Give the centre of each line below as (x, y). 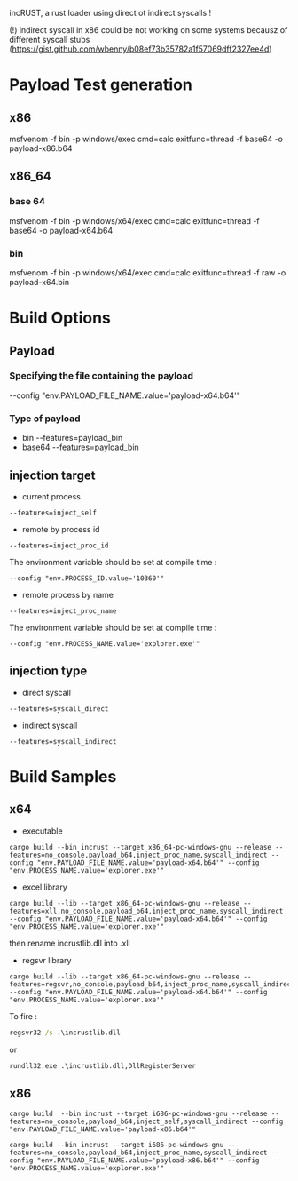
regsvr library (47, 960)
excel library (45, 887)
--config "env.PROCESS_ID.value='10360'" (87, 578)
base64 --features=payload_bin (80, 447)
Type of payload (45, 419)
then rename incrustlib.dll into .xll (70, 943)
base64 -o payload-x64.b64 (61, 230)
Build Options (60, 318)
